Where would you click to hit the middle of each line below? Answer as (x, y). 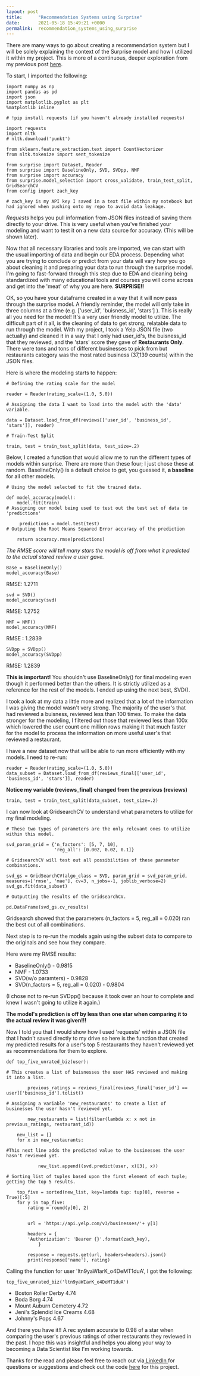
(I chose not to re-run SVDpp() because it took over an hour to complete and (100, 996)
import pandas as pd (32, 92)
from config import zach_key (42, 191)
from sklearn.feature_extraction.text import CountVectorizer (85, 150)
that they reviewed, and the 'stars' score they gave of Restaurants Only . (95, 342)
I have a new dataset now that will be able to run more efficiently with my (96, 751)
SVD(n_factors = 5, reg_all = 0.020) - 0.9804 (70, 985)
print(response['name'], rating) (69, 1260)
